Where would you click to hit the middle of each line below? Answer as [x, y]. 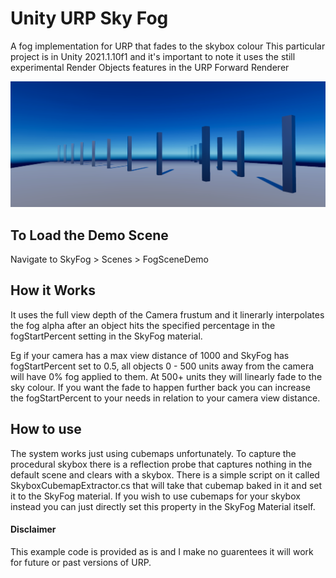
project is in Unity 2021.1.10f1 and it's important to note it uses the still [153, 56]
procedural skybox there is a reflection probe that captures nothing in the [161, 464]
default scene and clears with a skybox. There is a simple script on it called [165, 474]
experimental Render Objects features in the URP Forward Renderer [150, 67]
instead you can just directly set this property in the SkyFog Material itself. [163, 506]
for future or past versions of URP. [81, 562]
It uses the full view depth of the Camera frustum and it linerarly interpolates [167, 314]
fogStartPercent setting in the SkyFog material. [106, 336]
